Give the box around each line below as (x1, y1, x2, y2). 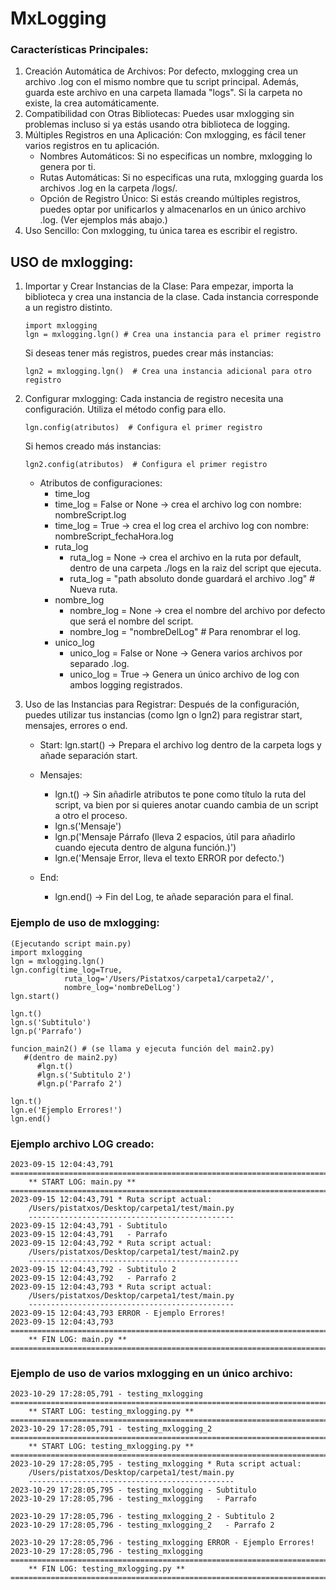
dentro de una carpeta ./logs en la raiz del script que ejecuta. (69, 562, 322, 574)
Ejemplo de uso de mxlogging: (10, 916, 160, 930)
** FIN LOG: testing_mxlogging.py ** (28, 1564, 186, 1574)
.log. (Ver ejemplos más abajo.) (39, 214, 168, 226)
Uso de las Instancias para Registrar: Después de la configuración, (24, 698, 300, 711)
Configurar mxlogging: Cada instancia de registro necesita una (24, 393, 284, 405)
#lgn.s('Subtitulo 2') (36, 1070, 132, 1080)
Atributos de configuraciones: (39, 477, 163, 489)
